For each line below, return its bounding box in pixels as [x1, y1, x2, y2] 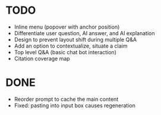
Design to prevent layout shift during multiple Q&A [14, 36, 137, 43]
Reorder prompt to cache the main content [14, 95, 119, 102]
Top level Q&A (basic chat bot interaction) [14, 48, 116, 55]
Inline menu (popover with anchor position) [14, 23, 120, 30]
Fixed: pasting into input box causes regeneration [14, 102, 136, 109]
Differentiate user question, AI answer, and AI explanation [14, 29, 155, 36]
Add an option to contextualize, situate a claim [14, 42, 128, 49]
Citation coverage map [14, 55, 70, 62]
